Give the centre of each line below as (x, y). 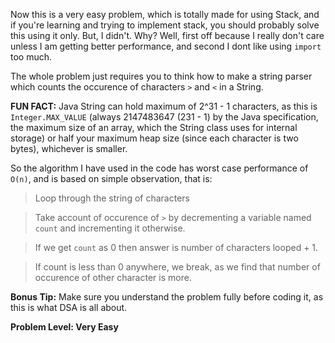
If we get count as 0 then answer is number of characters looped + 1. (176, 247)
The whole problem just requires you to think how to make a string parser (161, 76)
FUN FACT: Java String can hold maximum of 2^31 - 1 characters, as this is (164, 106)
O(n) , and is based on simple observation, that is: (111, 178)
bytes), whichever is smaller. (69, 148)
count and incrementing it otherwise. (110, 228)
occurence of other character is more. (113, 277)
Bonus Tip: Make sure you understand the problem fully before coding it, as (167, 297)
